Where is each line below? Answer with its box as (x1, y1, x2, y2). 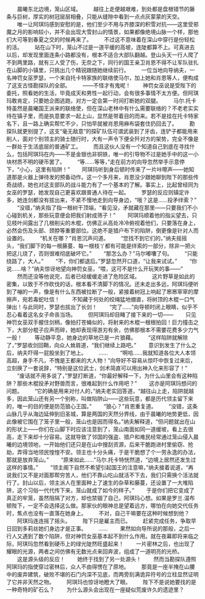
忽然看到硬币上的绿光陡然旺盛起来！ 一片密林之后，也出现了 (32, 540, 195, 547)
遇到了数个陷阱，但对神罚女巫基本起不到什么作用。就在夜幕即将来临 (22, 532, 193, 540)
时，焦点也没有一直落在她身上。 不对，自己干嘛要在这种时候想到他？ (6, 510, 190, 516)
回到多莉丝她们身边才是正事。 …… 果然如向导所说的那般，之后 (11, 525, 190, 532)
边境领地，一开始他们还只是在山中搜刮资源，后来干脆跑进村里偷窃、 (16, 441, 188, 448)
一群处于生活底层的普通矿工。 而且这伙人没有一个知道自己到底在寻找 (6, 143, 190, 150)
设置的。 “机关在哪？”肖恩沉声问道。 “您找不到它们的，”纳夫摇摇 (6, 235, 187, 241)
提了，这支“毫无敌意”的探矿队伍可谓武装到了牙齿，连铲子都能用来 (32, 128, 198, 134)
